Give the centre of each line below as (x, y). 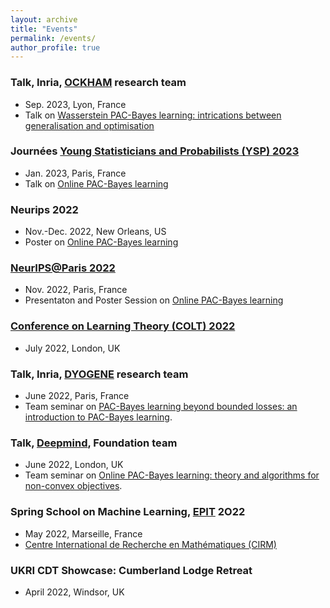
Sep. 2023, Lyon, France (75, 104)
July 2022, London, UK (72, 348)
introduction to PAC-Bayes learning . (98, 417)
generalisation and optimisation (89, 125)
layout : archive (44, 19)
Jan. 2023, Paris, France (75, 173)
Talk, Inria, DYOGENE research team (99, 374)
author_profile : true (55, 47)
